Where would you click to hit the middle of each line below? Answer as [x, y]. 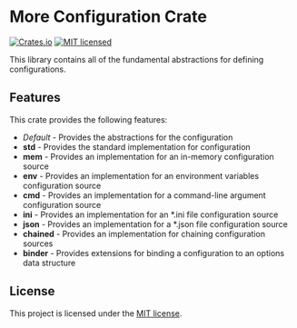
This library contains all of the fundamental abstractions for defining [137, 59]
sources [38, 244]
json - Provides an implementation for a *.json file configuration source [155, 224]
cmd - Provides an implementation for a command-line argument [144, 195]
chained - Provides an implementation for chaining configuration [144, 234]
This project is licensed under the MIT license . [96, 313]
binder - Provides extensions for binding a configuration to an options [153, 253]
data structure [49, 263]
